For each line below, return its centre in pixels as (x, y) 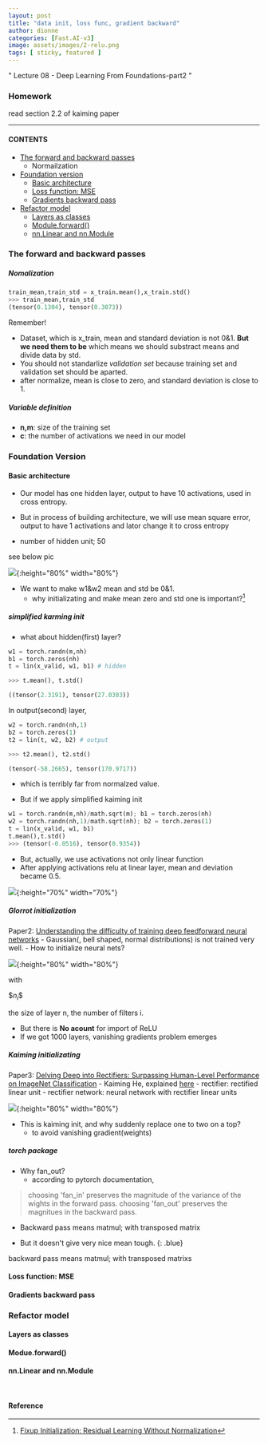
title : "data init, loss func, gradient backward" (94, 23)
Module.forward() (61, 225)
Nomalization (31, 273)
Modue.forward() (37, 1352)
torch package (33, 1151)
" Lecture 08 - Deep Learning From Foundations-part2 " (100, 75)
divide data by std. (50, 355)
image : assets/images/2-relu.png (64, 46)
